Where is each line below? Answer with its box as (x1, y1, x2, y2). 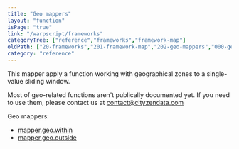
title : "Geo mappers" (7, 10, 72, 18)
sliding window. (24, 77, 70, 85)
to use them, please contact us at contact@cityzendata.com (7, 98, 184, 106)
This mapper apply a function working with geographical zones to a (7, 69, 206, 78)
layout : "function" (7, 17, 65, 24)
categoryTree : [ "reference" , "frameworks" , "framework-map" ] (7, 37, 186, 44)
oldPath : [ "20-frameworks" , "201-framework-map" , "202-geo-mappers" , (7, 43, 212, 50)
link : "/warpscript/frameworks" (7, 30, 103, 38)
